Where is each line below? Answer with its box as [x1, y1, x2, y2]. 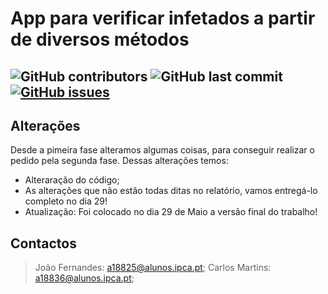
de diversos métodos [10, 28, 190, 51]
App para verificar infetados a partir [10, 7, 316, 30]
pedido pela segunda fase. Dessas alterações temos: [10, 155, 229, 167]
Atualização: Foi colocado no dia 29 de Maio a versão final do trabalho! [24, 206, 318, 218]
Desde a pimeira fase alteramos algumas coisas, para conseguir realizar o [10, 144, 315, 156]
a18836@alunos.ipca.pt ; [34, 272, 135, 284]
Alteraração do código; [24, 174, 120, 186]
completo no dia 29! [24, 195, 108, 207]
